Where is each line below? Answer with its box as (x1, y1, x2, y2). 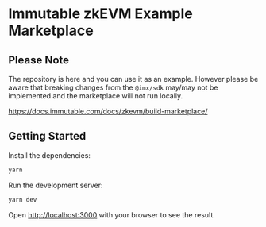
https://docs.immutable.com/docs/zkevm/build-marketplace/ (8, 106, 208, 116)
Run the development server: (8, 180, 103, 190)
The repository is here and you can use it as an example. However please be (8, 75, 259, 83)
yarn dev (8, 195, 37, 203)
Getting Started (8, 129, 87, 143)
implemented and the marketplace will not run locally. (8, 91, 183, 100)
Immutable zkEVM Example (8, 5, 193, 23)
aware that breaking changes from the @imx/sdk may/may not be (8, 83, 218, 92)
